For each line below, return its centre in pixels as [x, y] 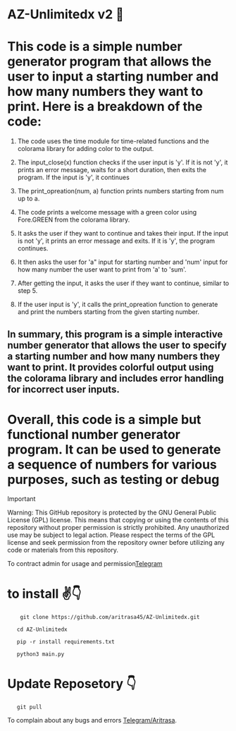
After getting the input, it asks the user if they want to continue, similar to [123, 283]
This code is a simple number [95, 47]
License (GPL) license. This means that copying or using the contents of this [118, 520]
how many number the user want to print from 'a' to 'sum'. [102, 270]
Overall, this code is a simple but [104, 419]
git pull [29, 707]
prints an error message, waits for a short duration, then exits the [112, 170]
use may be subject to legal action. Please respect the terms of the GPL [111, 535]
